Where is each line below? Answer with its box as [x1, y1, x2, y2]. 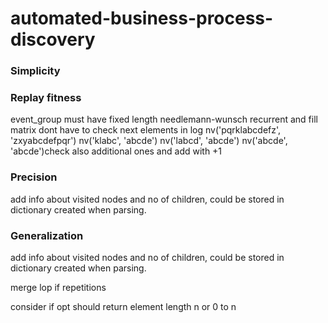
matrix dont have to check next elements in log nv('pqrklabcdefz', [10, 124, 282, 136]
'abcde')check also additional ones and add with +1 [10, 145, 223, 157]
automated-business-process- [10, 7, 274, 30]
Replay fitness [10, 91, 82, 105]
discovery [10, 28, 96, 51]
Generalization [10, 228, 84, 242]
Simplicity [10, 64, 61, 78]
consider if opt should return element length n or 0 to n [10, 301, 237, 312]
